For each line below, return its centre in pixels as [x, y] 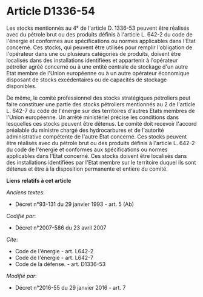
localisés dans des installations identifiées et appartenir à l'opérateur [92, 60]
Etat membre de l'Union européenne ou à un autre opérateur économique [98, 73]
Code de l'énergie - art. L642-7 [54, 258]
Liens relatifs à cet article [39, 180]
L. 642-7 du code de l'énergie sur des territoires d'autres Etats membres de [101, 111]
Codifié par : [21, 216]
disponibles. [22, 86]
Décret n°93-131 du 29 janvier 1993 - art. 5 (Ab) [75, 204]
